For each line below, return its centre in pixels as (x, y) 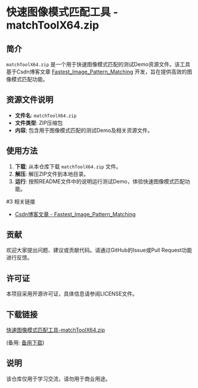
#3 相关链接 (21, 201)
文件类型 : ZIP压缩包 (39, 122)
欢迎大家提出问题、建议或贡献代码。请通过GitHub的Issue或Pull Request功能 (99, 250)
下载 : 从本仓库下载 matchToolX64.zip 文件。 (68, 166)
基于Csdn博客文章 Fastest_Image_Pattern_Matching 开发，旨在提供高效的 (97, 72)
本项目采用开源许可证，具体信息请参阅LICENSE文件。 (72, 294)
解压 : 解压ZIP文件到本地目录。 (52, 174)
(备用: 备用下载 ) (25, 343)
